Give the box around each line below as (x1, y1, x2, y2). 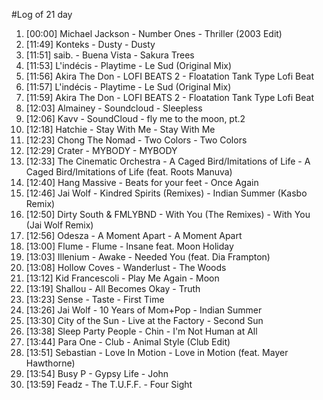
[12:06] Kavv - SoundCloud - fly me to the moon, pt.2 (25, 113, 246, 124)
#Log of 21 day (11, 9, 73, 20)
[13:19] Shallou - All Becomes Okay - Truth (25, 283, 201, 294)
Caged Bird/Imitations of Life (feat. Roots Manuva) (25, 166, 233, 178)
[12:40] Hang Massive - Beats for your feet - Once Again (25, 177, 259, 188)
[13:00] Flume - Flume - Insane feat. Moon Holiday (25, 240, 234, 252)
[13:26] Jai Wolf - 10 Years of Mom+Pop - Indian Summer (25, 304, 263, 316)
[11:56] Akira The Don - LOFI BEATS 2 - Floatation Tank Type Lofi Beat (25, 70, 315, 82)
